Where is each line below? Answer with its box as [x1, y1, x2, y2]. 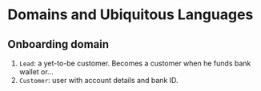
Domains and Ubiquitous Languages [7, 6, 254, 24]
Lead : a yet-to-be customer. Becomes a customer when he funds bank [18, 58, 251, 68]
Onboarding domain [7, 38, 110, 51]
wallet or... [18, 67, 54, 77]
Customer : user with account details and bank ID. [18, 76, 179, 85]
